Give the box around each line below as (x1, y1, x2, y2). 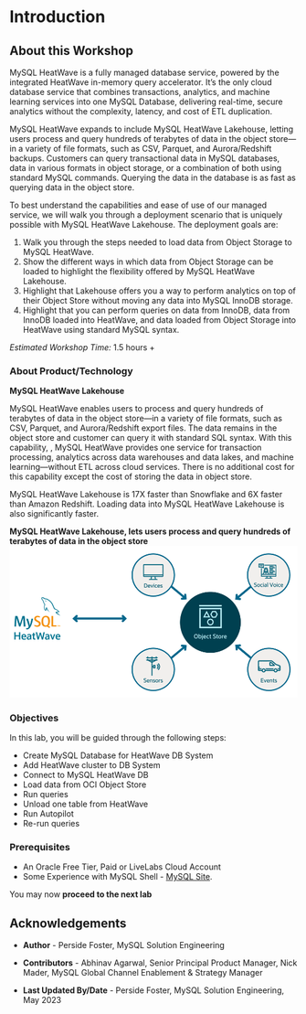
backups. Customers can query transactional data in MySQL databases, (9, 153, 280, 164)
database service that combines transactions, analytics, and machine (9, 87, 270, 97)
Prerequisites (9, 841, 70, 854)
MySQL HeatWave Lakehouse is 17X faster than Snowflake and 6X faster (9, 489, 283, 500)
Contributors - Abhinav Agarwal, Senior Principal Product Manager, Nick (22, 957, 298, 968)
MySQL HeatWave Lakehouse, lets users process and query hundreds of (9, 526, 291, 537)
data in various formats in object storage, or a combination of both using (9, 163, 282, 173)
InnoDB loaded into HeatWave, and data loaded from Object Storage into (22, 315, 297, 326)
